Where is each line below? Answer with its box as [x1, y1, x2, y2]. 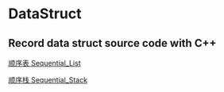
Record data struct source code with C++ [8, 36, 217, 50]
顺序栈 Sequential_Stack [8, 75, 88, 84]
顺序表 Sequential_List [8, 59, 81, 67]
